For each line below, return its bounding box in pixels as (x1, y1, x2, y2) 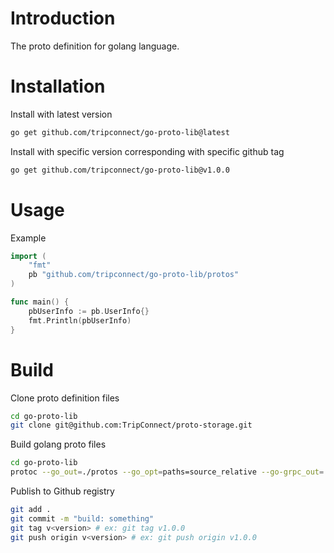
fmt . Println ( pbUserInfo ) (28, 315, 132, 326)
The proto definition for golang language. (10, 40, 180, 52)
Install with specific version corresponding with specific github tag (10, 145, 285, 157)
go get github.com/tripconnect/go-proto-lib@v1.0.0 (10, 165, 230, 175)
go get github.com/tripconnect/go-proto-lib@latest (10, 127, 230, 137)
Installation (10, 75, 106, 98)
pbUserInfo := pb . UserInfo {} (28, 306, 150, 316)
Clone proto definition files (10, 392, 120, 404)
